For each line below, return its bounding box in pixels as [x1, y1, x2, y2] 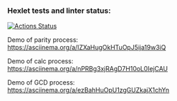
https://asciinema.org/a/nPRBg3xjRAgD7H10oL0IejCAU [7, 65, 169, 73]
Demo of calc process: [7, 57, 74, 65]
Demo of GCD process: [7, 78, 76, 87]
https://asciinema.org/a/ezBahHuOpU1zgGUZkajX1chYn [7, 86, 170, 95]
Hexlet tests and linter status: [7, 6, 111, 16]
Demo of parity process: [7, 36, 79, 44]
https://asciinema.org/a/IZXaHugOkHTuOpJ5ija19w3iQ [7, 43, 166, 52]
